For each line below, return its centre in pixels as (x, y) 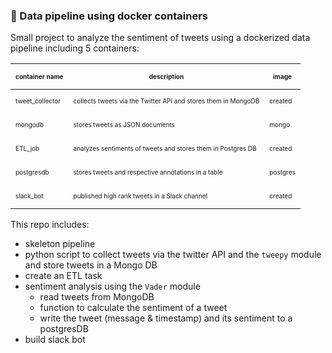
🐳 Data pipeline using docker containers (109, 16)
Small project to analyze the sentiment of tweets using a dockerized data (160, 38)
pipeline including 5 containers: (75, 48)
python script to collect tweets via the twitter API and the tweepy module (173, 255)
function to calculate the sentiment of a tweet (133, 308)
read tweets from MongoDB (97, 297)
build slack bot (55, 340)
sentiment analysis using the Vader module (112, 286)
